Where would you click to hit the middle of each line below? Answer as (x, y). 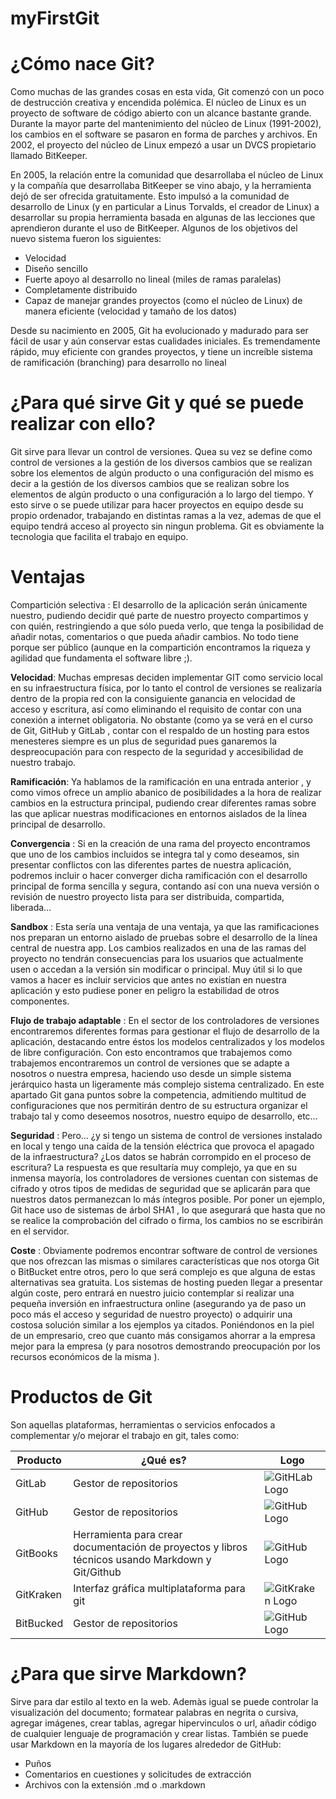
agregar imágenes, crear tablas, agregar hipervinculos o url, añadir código (163, 1723)
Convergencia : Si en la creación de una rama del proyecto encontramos (160, 843)
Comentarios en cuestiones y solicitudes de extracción (138, 1774)
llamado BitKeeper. (49, 156)
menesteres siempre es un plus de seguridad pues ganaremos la (144, 741)
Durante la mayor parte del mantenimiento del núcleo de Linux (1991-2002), (166, 124)
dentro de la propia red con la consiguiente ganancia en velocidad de (153, 698)
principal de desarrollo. (58, 824)
